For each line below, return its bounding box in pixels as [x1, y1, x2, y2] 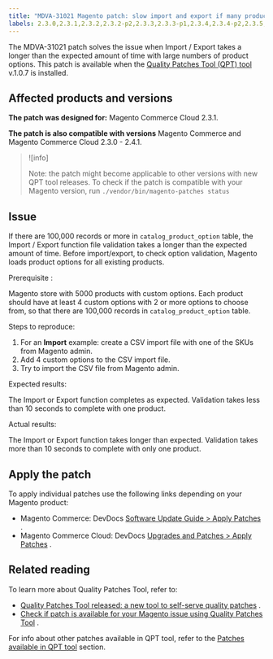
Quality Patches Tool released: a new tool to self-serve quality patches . [19, 600, 262, 610]
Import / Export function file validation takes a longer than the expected [8, 240, 248, 250]
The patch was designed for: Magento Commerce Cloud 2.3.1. [8, 113, 219, 123]
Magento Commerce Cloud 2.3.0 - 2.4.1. [8, 137, 142, 147]
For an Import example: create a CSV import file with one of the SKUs [19, 338, 254, 347]
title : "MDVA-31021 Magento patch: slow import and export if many [8, 11, 242, 20]
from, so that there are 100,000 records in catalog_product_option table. [8, 306, 251, 316]
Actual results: [8, 420, 57, 430]
